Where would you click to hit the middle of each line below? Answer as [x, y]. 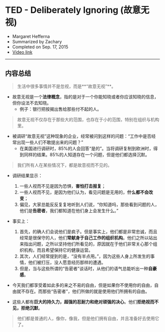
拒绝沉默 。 [32, 308]
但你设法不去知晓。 [32, 103]
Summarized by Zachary [37, 41]
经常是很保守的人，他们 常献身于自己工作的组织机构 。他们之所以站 [86, 237]
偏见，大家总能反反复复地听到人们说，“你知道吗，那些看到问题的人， [89, 204]
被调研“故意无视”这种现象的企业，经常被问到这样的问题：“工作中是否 [82, 136]
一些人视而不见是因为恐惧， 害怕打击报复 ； [63, 186]
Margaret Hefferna [31, 36]
